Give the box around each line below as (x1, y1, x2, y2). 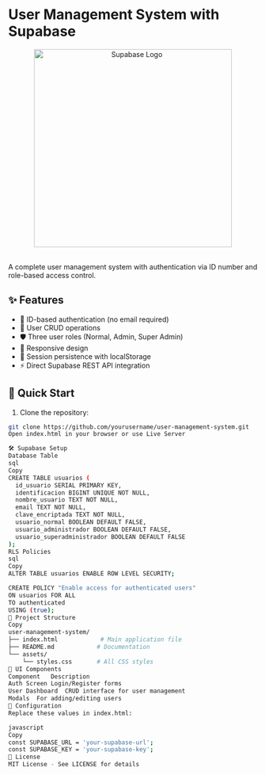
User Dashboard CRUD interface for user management (8, 687, 186, 695)
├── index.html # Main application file (8, 636, 182, 643)
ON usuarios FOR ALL (8, 591, 77, 599)
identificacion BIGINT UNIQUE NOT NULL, (15, 489, 150, 497)
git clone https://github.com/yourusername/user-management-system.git (8, 422, 249, 431)
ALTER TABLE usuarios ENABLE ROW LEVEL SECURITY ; (8, 570, 176, 578)
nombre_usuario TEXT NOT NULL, (15, 496, 119, 504)
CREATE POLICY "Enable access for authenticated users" (8, 584, 196, 592)
